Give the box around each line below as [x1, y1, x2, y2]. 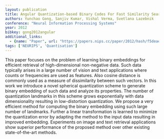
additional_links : [5, 35, 42, 40]
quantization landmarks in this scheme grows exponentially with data [5, 93, 144, 99]
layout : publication [5, 7, 47, 12]
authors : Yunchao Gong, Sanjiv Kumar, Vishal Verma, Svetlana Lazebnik [5, 16, 154, 21]
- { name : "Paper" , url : [9, 39, 58, 44]
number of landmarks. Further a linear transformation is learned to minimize [5, 108, 157, 115]
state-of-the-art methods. [5, 129, 57, 135]
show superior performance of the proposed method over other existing [5, 124, 150, 130]
